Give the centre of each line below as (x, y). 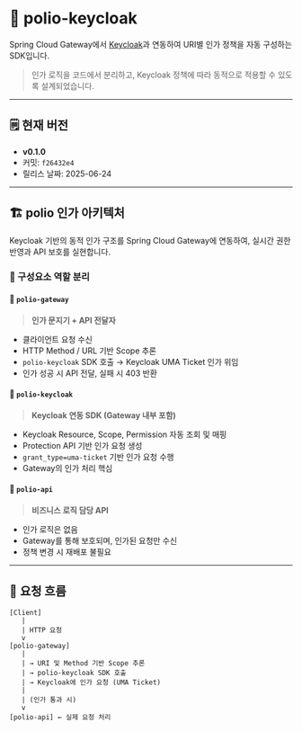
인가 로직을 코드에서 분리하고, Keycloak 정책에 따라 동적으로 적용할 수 (153, 75)
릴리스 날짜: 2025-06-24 (67, 174)
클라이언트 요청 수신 (57, 339)
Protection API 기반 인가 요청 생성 (82, 445)
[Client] (26, 612)
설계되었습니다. (67, 85)
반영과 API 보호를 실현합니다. (60, 252)
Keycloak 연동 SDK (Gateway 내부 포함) (104, 415)
